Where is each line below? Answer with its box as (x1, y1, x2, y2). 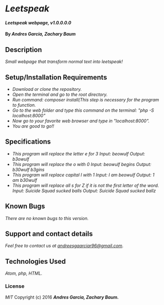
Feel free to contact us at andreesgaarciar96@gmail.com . (5, 243, 124, 249)
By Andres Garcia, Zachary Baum (5, 31, 76, 37)
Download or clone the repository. (12, 86, 82, 92)
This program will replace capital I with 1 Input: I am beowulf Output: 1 (12, 172, 155, 178)
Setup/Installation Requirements (5, 73, 107, 81)
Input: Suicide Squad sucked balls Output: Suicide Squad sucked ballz (12, 187, 156, 194)
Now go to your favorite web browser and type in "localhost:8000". (12, 118, 150, 124)
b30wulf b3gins (12, 166, 44, 172)
